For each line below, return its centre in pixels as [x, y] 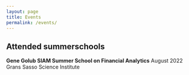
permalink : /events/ [32, 22]
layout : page [22, 12]
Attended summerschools [56, 46]
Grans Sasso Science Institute [43, 67]
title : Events [24, 17]
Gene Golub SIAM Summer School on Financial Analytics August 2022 [94, 61]
